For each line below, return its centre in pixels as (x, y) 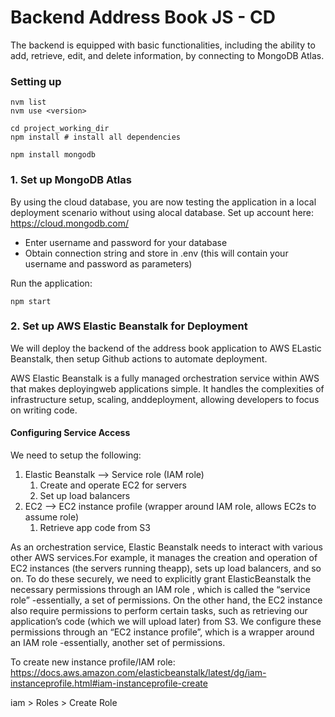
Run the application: (51, 283)
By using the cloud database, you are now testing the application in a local (163, 202)
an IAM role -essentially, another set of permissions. (118, 643)
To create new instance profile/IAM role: (93, 662)
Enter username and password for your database (126, 242)
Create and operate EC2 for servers (113, 485)
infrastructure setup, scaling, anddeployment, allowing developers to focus (165, 399)
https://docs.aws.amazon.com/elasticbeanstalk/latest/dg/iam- (138, 673)
